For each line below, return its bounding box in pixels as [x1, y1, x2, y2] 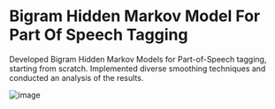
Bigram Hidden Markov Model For [9, 6, 261, 26]
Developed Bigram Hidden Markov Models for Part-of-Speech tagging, [9, 54, 267, 64]
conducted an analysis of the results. [9, 72, 144, 83]
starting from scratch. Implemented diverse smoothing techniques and [9, 63, 266, 74]
